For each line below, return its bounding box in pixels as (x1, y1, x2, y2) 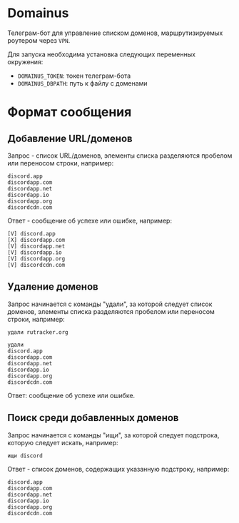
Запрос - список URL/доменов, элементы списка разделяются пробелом (7, 151, 233, 160)
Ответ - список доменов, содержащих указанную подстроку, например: (7, 464, 230, 473)
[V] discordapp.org (7, 255, 66, 262)
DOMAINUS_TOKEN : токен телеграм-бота (17, 71, 131, 80)
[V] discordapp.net (7, 243, 66, 250)
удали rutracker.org (7, 328, 69, 336)
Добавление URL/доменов (7, 132, 133, 144)
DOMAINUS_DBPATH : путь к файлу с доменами (17, 78, 148, 87)
